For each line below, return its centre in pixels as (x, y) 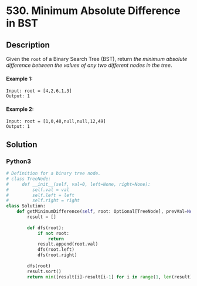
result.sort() (44, 271)
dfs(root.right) (57, 255)
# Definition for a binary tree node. (53, 173)
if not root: (53, 233)
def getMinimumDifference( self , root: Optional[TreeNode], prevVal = (102, 212)
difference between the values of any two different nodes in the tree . (89, 65)
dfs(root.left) (56, 250)
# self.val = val (38, 190)
